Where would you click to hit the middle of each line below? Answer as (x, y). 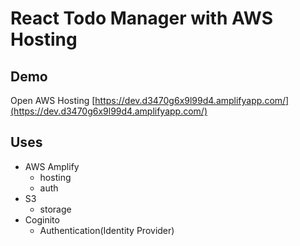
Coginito (42, 219)
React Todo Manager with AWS (142, 18)
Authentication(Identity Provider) (107, 230)
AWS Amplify (52, 166)
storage (55, 209)
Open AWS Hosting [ (53, 100)
